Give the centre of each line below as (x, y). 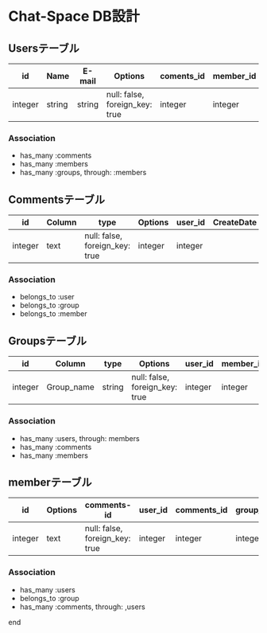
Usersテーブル (44, 48)
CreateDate (235, 222)
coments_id (182, 76)
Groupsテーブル (48, 340)
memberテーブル (50, 482)
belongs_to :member (53, 314)
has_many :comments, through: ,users (82, 607)
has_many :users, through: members (80, 438)
